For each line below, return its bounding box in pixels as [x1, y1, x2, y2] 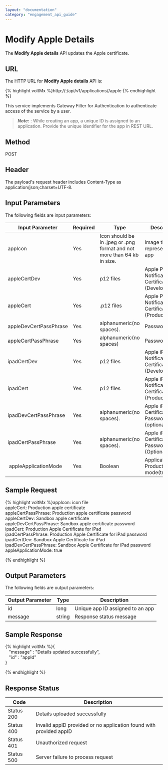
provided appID [35, 728, 72, 735]
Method [5, 137, 30, 146]
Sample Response [5, 630, 62, 639]
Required [72, 224, 95, 231]
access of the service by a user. [5, 108, 71, 114]
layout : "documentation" [5, 7, 57, 13]
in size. [99, 257, 116, 264]
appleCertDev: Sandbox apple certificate [5, 515, 89, 521]
